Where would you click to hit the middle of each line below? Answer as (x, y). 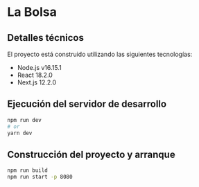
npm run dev (24, 120)
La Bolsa (32, 12)
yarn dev (20, 133)
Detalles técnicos (46, 38)
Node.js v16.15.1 (39, 68)
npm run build (28, 170)
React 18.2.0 (35, 75)
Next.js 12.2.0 (37, 82)
